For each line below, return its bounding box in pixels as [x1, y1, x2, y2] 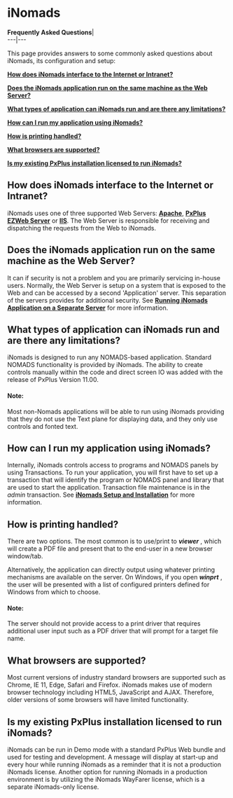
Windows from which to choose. [7, 588, 101, 596]
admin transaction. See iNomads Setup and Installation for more [7, 490, 195, 499]
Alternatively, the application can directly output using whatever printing [7, 565, 216, 574]
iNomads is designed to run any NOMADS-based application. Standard [7, 353, 212, 362]
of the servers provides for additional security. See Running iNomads [7, 296, 209, 304]
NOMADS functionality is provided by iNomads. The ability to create [7, 361, 203, 369]
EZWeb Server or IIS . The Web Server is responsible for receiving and [7, 216, 210, 225]
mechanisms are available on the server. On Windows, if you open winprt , [7, 573, 223, 582]
